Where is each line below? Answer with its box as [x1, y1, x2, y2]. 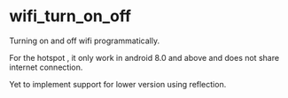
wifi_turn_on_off [9, 6, 131, 26]
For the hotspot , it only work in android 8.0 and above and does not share [9, 52, 280, 63]
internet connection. [9, 62, 83, 72]
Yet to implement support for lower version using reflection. [9, 79, 227, 89]
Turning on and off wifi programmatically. [9, 35, 160, 46]
